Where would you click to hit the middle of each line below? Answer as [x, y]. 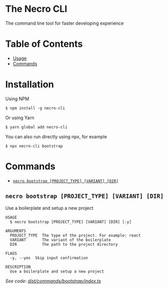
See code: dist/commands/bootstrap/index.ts [53, 281]
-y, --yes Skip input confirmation [49, 258]
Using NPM [17, 99]
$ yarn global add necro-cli [36, 127]
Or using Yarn [20, 118]
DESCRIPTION [18, 267]
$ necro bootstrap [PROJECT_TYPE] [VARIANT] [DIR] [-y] [71, 222]
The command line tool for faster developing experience [65, 23]
